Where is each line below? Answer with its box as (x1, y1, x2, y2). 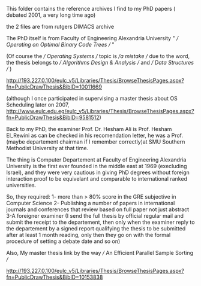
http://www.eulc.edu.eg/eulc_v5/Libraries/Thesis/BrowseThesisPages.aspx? (6, 108, 194, 114)
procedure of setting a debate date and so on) (6, 238, 121, 245)
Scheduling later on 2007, (6, 101, 70, 108)
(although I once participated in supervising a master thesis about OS (6, 95, 178, 102)
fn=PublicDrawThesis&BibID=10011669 (6, 83, 102, 90)
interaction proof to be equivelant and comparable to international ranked (6, 175, 188, 182)
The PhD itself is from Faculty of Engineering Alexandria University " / (6, 35, 179, 41)
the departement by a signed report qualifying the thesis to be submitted (6, 225, 186, 232)
